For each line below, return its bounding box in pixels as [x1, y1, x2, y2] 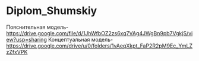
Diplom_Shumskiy [6, 4, 97, 18]
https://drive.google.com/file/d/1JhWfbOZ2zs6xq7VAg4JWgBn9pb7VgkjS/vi [6, 29, 193, 36]
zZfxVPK [6, 48, 28, 55]
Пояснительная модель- [6, 23, 69, 30]
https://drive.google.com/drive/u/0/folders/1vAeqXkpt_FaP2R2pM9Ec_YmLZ [6, 42, 193, 49]
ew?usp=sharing [6, 36, 48, 43]
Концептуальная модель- [48, 36, 113, 43]
